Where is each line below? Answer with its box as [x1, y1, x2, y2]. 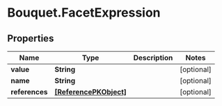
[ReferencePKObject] [54, 87, 127, 96]
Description [133, 53, 173, 62]
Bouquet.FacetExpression [7, 5, 161, 21]
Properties [7, 33, 54, 44]
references [10, 87, 48, 96]
